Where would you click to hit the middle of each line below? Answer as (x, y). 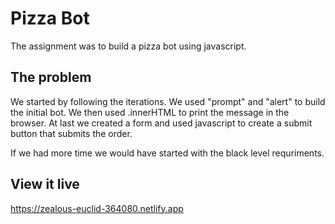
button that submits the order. (71, 133)
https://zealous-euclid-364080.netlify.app (97, 208)
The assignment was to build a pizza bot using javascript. (128, 46)
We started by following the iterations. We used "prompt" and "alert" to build (168, 101)
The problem (51, 77)
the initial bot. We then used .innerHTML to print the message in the (150, 112)
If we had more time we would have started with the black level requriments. (167, 153)
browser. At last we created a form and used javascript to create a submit (161, 123)
